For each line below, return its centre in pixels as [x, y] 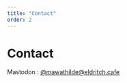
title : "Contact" [32, 13]
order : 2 [19, 20]
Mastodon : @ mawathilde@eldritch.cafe [63, 72]
